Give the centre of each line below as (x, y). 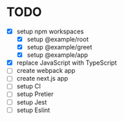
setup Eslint (33, 110)
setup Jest (32, 102)
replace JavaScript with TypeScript (67, 63)
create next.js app (42, 79)
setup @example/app (57, 55)
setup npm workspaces (50, 31)
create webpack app (46, 71)
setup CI (28, 86)
